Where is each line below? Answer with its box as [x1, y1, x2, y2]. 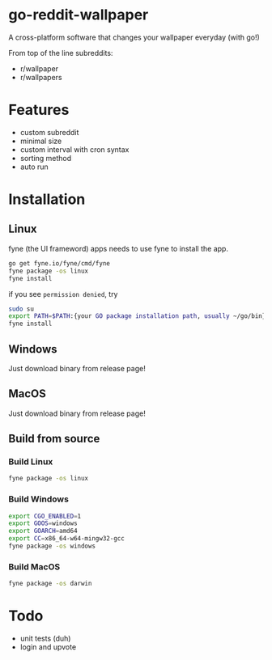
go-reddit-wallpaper [8, 6, 149, 24]
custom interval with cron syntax [19, 144, 130, 154]
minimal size [19, 136, 62, 146]
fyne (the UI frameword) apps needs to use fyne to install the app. [8, 243, 229, 253]
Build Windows [8, 493, 69, 505]
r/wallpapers [19, 72, 62, 82]
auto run [19, 162, 49, 171]
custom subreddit [19, 127, 79, 137]
